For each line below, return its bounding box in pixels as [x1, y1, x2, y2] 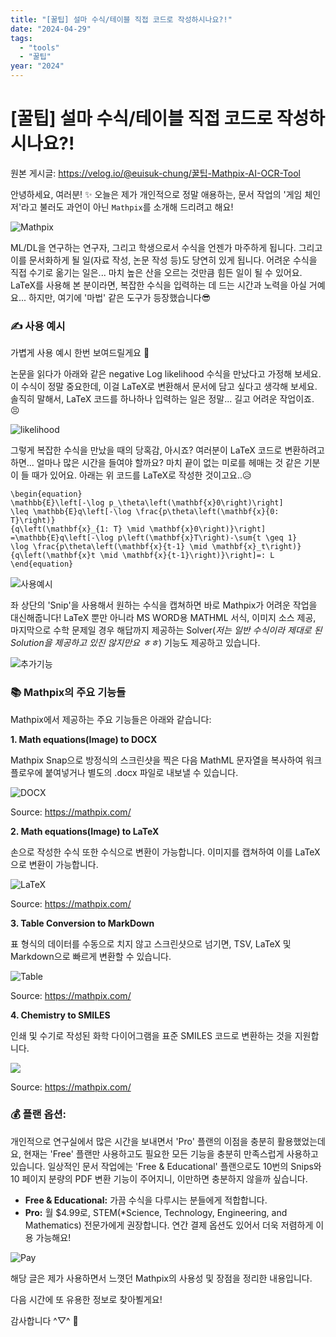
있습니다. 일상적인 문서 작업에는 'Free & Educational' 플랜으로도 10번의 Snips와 [10, 1160, 322, 1172]
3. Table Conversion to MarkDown [10, 917, 155, 929]
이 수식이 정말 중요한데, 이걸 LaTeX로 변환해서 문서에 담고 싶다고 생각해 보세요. [10, 381, 318, 393]
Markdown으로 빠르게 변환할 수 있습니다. [10, 950, 172, 962]
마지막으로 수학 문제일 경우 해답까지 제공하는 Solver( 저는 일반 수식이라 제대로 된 [10, 624, 323, 636]
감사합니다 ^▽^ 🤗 [10, 1314, 79, 1326]
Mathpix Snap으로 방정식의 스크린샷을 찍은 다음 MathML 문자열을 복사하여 [10, 754, 304, 766]
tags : [10, 33, 33, 43]
